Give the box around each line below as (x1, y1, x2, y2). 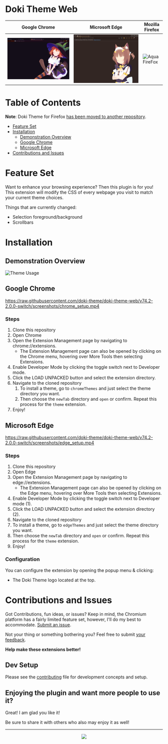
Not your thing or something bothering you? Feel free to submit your (5, 631, 146, 637)
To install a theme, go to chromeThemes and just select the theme (19, 385, 151, 391)
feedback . (5, 636, 26, 642)
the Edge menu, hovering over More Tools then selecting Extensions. (19, 490, 162, 496)
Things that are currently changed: (5, 204, 76, 211)
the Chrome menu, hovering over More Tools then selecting (19, 354, 143, 360)
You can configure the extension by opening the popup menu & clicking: (5, 567, 154, 573)
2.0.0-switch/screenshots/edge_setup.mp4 (5, 439, 94, 446)
